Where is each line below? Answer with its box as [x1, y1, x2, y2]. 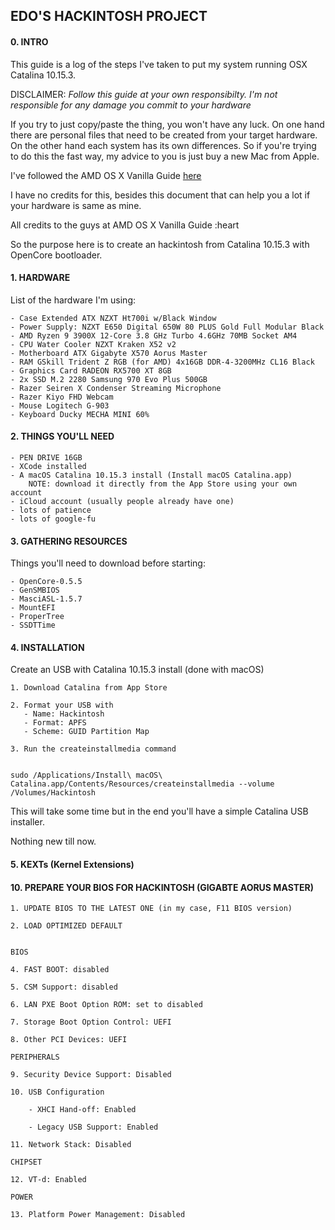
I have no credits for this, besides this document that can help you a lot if [10, 189, 311, 201]
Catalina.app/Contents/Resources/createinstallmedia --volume [10, 779, 275, 789]
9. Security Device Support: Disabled [10, 1070, 172, 1080]
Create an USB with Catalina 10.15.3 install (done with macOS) [10, 664, 265, 676]
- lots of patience [10, 505, 92, 515]
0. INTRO [10, 35, 49, 48]
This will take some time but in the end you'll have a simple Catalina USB [10, 805, 309, 818]
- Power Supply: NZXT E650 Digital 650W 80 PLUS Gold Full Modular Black [10, 322, 325, 332]
